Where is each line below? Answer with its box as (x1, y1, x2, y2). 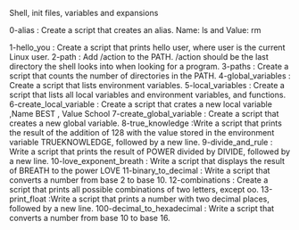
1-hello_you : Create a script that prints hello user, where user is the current (9, 42, 286, 53)
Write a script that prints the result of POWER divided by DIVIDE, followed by (9, 146, 291, 157)
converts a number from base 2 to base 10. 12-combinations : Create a (9, 175, 269, 185)
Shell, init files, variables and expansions (9, 8, 159, 18)
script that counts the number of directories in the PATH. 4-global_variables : (9, 70, 291, 81)
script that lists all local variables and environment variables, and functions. (9, 89, 287, 100)
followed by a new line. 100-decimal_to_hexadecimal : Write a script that (9, 203, 275, 213)
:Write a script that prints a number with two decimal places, (48, 193, 270, 204)
